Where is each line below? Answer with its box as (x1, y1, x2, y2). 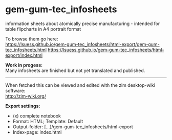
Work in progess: (5, 62, 42, 68)
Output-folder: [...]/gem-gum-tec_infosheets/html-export (12, 124, 133, 130)
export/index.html (5, 52, 42, 58)
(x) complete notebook (12, 112, 61, 119)
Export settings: (5, 103, 40, 109)
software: (5, 87, 26, 94)
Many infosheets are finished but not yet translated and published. (5, 67, 145, 74)
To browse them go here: (5, 36, 58, 42)
